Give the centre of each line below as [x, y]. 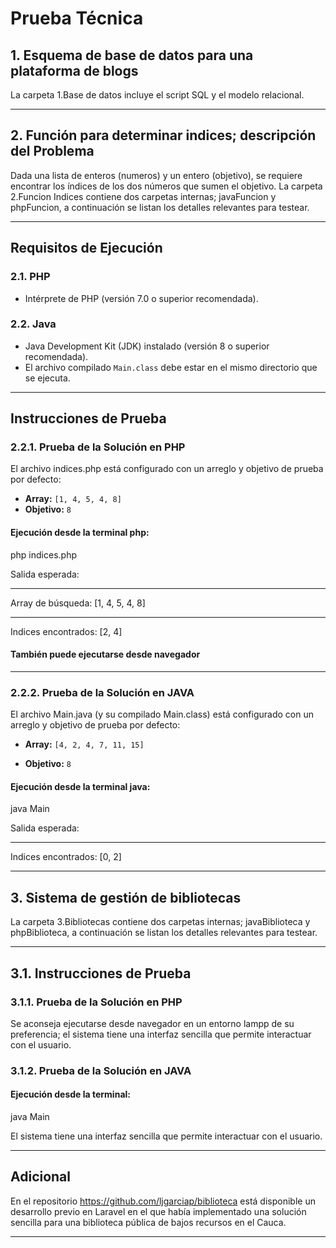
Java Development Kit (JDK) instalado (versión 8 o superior [147, 346]
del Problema [52, 151]
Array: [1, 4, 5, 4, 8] [73, 499]
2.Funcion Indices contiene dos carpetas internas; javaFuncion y [143, 196]
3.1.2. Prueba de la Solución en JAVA [101, 1070]
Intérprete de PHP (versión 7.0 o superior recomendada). [141, 298]
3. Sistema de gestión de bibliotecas [126, 897]
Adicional [41, 1177]
